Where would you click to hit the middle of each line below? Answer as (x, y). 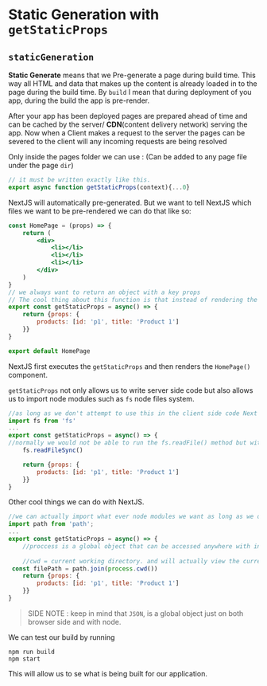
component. (28, 374)
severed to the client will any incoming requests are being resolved (118, 141)
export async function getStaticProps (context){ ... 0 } (99, 187)
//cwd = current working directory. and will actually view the (131, 561)
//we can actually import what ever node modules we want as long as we (131, 517)
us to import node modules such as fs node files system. (101, 398)
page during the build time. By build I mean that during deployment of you (130, 92)
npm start (25, 659)
